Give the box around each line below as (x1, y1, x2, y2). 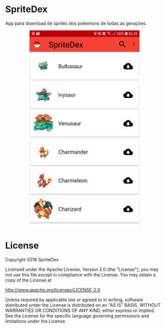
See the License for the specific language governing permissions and (5, 313, 149, 319)
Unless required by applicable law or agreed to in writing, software (5, 297, 143, 303)
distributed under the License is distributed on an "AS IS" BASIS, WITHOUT (5, 302, 161, 308)
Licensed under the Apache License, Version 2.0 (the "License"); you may (5, 266, 159, 272)
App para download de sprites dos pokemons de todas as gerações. (5, 20, 147, 26)
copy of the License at (5, 277, 52, 284)
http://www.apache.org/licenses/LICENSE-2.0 (5, 287, 101, 293)
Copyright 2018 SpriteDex (5, 257, 59, 263)
